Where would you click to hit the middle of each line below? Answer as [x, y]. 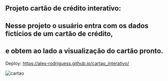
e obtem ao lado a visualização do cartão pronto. [84, 51]
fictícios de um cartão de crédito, [59, 33]
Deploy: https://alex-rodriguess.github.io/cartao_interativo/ [67, 63]
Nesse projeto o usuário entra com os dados [77, 26]
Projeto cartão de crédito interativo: [63, 8]
